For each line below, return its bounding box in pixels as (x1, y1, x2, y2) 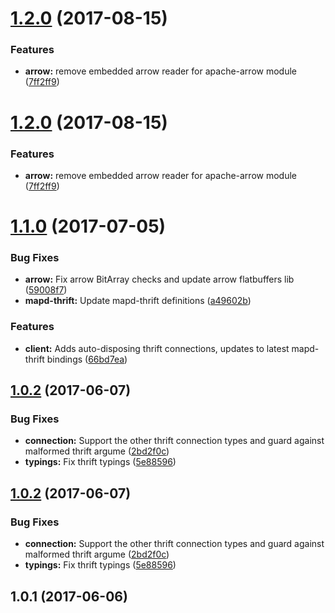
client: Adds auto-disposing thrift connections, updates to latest (24, 342, 290, 354)
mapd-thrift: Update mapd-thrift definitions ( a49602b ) (24, 295, 252, 307)
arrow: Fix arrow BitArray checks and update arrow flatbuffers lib (24, 273, 295, 286)
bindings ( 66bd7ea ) (46, 353, 128, 365)
